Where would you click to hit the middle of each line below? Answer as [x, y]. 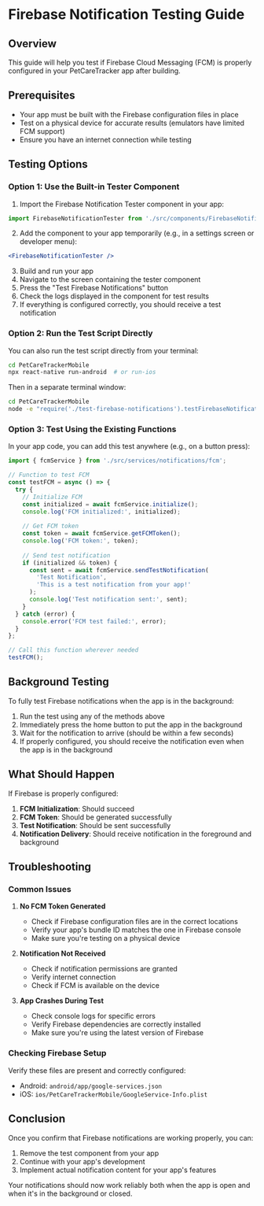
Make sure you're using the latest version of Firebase [117, 1033]
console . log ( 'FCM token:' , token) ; [81, 541]
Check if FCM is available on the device [95, 986]
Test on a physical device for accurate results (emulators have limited [132, 123]
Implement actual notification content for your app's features [118, 1170]
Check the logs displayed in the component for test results [114, 296]
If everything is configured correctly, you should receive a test [120, 305]
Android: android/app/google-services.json [91, 1086]
